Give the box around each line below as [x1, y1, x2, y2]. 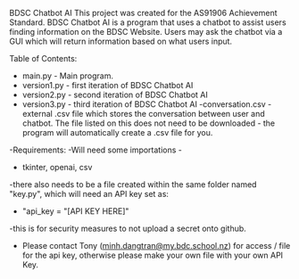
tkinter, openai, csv [21, 162, 93, 172]
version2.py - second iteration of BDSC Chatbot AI [21, 89, 208, 100]
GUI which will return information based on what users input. [9, 36, 233, 46]
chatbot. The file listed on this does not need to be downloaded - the [21, 118, 276, 128]
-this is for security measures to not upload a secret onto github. [9, 223, 247, 234]
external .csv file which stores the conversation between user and [21, 109, 265, 119]
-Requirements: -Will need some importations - [9, 144, 183, 155]
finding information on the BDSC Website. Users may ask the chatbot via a [9, 27, 283, 37]
